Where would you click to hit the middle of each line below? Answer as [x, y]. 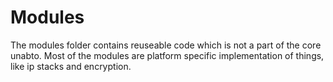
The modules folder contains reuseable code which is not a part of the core [166, 45]
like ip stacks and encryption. [71, 66]
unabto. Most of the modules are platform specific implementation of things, [167, 55]
